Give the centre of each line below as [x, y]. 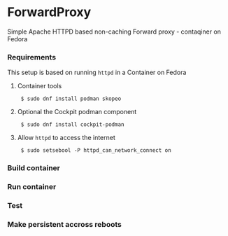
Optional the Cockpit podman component [77, 112]
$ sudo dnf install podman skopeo [71, 99]
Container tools [40, 86]
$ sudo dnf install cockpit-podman [72, 125]
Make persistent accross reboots [65, 224]
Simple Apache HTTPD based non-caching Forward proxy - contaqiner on [114, 32]
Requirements [32, 57]
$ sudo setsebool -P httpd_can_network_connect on [96, 151]
